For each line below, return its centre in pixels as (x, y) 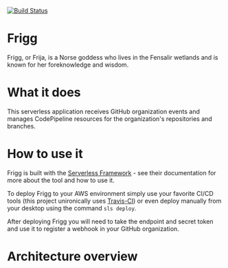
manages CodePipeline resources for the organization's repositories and (110, 119)
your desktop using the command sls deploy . (72, 208)
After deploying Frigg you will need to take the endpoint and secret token (111, 221)
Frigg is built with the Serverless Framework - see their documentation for (112, 172)
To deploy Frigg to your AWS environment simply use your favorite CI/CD (111, 193)
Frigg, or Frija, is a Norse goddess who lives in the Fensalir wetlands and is (113, 57)
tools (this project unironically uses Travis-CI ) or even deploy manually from (114, 201)
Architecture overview (72, 256)
